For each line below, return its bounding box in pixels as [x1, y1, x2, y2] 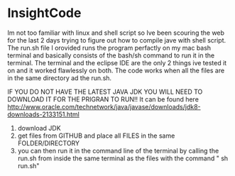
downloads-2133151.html [7, 110, 80, 119]
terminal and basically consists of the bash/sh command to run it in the [7, 51, 215, 60]
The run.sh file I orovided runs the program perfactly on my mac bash [7, 43, 212, 52]
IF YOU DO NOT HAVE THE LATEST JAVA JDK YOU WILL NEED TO [7, 87, 203, 96]
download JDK [17, 123, 62, 132]
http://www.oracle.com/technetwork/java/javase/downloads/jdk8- [7, 102, 201, 111]
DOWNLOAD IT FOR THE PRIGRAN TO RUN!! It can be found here [7, 94, 199, 104]
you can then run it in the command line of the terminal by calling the [17, 146, 219, 155]
